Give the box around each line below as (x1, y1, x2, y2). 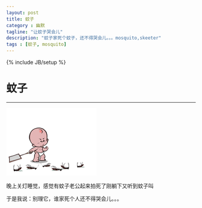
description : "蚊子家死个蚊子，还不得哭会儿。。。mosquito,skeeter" (6, 35, 162, 41)
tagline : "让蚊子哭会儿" (6, 29, 63, 35)
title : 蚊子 (6, 16, 34, 22)
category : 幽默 (6, 22, 45, 28)
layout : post (6, 10, 39, 16)
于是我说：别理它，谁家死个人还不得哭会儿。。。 (6, 195, 122, 202)
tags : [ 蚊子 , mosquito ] (6, 41, 67, 47)
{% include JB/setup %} (6, 59, 66, 66)
